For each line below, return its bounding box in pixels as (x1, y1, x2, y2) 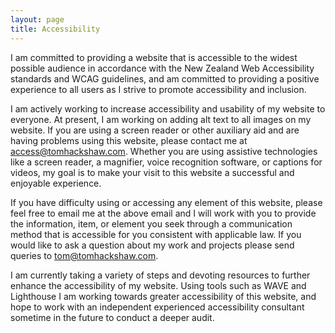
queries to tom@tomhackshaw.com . (10, 249, 159, 261)
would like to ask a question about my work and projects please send (10, 239, 295, 251)
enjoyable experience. (10, 177, 102, 189)
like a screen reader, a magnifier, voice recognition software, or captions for (10, 156, 323, 168)
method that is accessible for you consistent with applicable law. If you (10, 228, 302, 240)
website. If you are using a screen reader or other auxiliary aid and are (10, 124, 300, 136)
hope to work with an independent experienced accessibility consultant (10, 301, 305, 313)
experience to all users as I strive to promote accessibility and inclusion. (10, 83, 307, 95)
